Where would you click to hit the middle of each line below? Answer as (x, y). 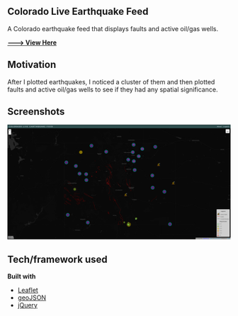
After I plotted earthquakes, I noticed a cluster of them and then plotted (111, 81)
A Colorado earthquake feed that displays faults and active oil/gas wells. (113, 28)
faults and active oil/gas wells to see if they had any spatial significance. (113, 89)
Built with (22, 276)
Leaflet (28, 290)
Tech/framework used (57, 259)
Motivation (32, 65)
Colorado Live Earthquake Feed (78, 12)
